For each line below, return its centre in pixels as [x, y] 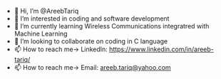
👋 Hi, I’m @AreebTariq [46, 11]
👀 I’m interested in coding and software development [92, 19]
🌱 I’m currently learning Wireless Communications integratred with [112, 26]
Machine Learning [41, 33]
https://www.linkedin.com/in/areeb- [161, 49]
